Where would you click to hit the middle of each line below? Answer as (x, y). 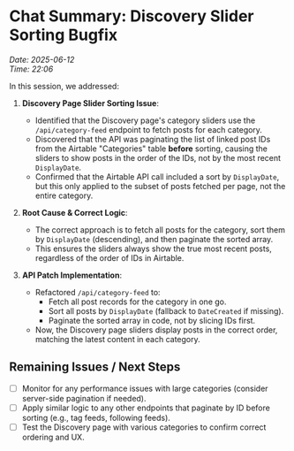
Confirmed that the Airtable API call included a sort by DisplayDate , (157, 176)
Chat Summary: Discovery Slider (132, 16)
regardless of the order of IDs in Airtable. (109, 257)
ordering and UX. (53, 437)
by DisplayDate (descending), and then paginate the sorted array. (154, 239)
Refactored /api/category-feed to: (98, 292)
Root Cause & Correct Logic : (75, 212)
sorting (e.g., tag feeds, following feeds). (96, 417)
